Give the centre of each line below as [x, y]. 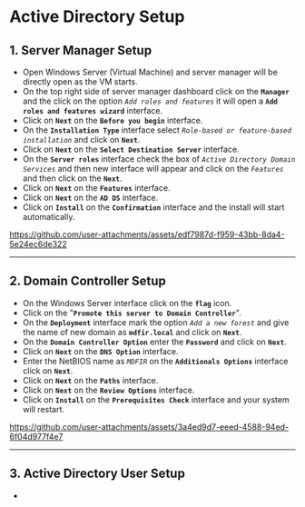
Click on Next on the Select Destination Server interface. [131, 149]
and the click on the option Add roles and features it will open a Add [150, 101]
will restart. [44, 409]
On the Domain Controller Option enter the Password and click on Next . [155, 342]
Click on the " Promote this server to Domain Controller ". [132, 313]
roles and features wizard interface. [93, 110]
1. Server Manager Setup [81, 50]
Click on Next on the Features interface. [96, 188]
